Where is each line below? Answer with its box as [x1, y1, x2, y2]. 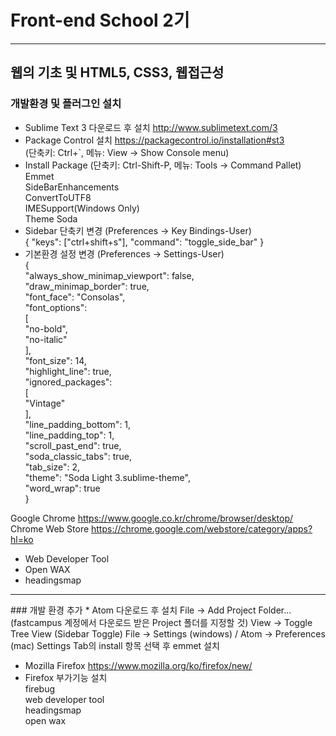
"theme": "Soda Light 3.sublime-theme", [24, 471, 191, 483]
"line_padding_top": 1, [24, 429, 115, 441]
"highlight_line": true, [24, 365, 112, 377]
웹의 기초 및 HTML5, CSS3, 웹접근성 [10, 64, 225, 81]
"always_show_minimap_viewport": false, [24, 269, 195, 281]
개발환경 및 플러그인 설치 [10, 97, 122, 111]
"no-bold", [24, 322, 68, 335]
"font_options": [24, 301, 88, 313]
